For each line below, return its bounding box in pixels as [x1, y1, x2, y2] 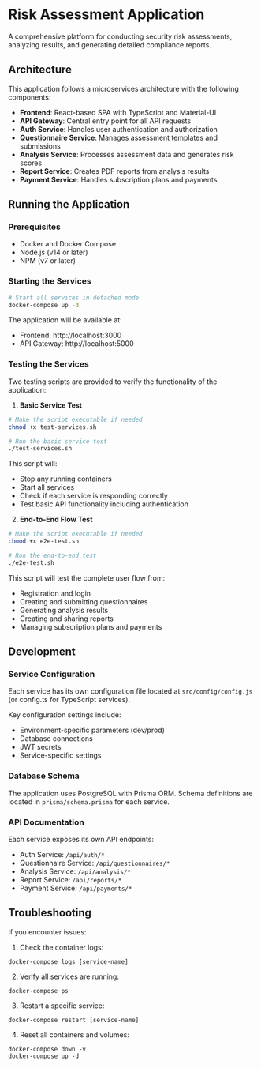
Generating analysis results [19, 605, 109, 615]
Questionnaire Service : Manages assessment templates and [19, 133, 218, 142]
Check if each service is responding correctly [19, 491, 168, 501]
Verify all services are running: [19, 972, 120, 981]
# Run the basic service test [8, 437, 108, 446]
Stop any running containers [19, 474, 112, 483]
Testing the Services [8, 359, 89, 370]
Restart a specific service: [19, 1001, 105, 1010]
